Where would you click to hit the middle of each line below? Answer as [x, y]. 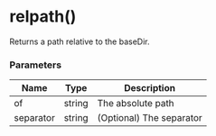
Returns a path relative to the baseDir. [80, 41]
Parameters [35, 65]
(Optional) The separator [150, 118]
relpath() [43, 17]
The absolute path [136, 104]
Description [150, 88]
